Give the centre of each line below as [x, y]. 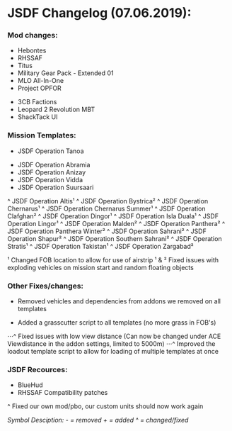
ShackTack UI [37, 117]
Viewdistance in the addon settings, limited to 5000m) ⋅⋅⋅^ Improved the [111, 344]
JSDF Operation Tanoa [51, 151]
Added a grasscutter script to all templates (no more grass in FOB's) [117, 323]
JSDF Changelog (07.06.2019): [99, 13]
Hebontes [32, 50]
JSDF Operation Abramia [54, 164]
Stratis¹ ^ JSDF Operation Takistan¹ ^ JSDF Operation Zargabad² [100, 246]
